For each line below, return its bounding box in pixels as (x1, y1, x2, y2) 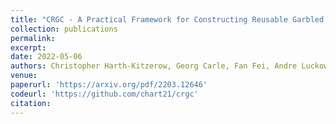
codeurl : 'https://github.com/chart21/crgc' (10, 89, 199, 99)
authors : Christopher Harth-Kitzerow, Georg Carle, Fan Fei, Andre (10, 61, 298, 71)
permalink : (10, 33, 56, 43)
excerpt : (10, 42, 47, 53)
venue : (10, 71, 38, 81)
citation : (10, 98, 52, 108)
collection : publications (10, 24, 118, 34)
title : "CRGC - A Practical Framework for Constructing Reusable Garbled (10, 14, 325, 25)
